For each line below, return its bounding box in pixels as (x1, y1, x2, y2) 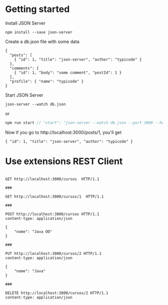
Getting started (5, 4, 70, 15)
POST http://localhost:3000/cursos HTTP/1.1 (5, 211, 99, 216)
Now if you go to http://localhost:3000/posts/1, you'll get (5, 129, 122, 135)
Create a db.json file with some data (5, 39, 80, 45)
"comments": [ (9, 66, 39, 71)
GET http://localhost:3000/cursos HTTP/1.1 (5, 176, 99, 181)
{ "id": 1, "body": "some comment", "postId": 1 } (14, 70, 122, 75)
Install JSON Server (5, 20, 46, 26)
